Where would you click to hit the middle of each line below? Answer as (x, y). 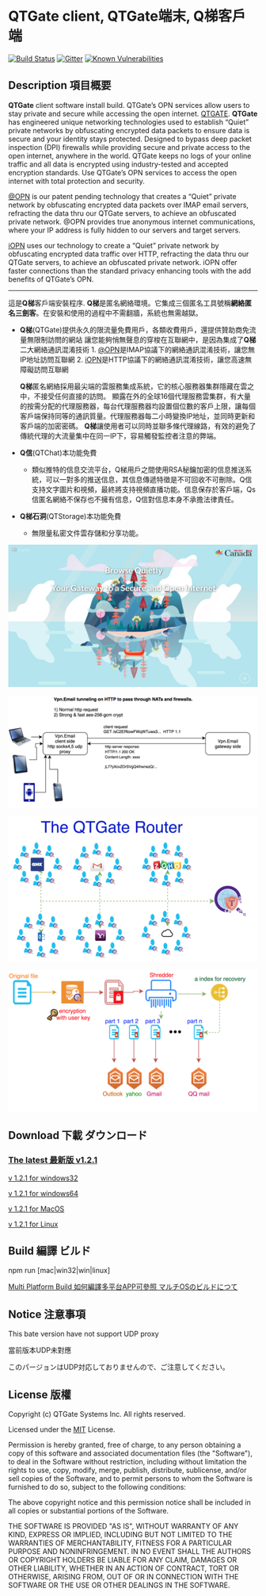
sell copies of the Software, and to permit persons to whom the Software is (131, 1479)
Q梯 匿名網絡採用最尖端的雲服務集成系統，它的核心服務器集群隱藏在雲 (133, 386)
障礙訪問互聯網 (44, 369)
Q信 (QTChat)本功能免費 (58, 452)
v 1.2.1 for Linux (33, 1224)
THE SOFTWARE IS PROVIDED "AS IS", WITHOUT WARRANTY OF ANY (123, 1526)
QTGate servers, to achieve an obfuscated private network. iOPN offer (123, 262)
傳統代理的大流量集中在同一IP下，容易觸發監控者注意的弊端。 (120, 435)
